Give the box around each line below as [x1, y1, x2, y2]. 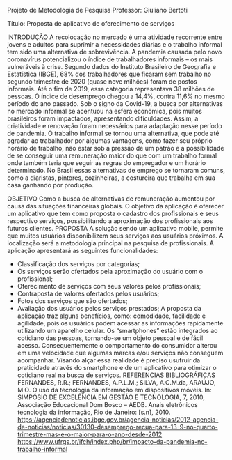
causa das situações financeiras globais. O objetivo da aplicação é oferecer [7, 202, 224, 210]
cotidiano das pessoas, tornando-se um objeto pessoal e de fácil [17, 334, 204, 342]
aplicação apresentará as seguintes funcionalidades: [7, 247, 158, 254]
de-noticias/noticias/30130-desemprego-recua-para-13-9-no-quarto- [17, 423, 218, 431]
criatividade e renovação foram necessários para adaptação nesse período [7, 122, 222, 130]
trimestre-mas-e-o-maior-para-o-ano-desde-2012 [17, 430, 163, 438]
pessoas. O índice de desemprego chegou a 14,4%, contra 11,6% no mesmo [7, 92, 225, 100]
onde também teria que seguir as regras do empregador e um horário [7, 159, 206, 167]
